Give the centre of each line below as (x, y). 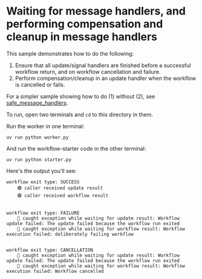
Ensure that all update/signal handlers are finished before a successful (103, 65)
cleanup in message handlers (82, 37)
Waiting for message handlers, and (96, 11)
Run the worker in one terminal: (45, 126)
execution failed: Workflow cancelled (55, 271)
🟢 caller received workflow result (63, 195)
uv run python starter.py (39, 159)
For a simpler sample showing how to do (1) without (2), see (81, 96)
